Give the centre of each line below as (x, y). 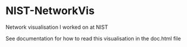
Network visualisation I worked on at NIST (57, 27)
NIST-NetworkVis (50, 11)
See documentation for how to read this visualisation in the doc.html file (93, 38)
